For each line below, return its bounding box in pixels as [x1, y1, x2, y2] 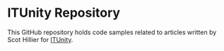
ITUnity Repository [7, 5, 121, 21]
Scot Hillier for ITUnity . [7, 35, 73, 43]
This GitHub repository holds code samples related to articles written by [7, 28, 217, 36]
